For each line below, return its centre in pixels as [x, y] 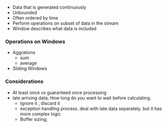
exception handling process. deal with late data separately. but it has [91, 108]
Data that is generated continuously [49, 7]
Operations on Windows [35, 41]
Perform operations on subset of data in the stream [65, 23]
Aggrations [24, 53]
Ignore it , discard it [40, 103]
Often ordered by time [35, 18]
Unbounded [25, 13]
